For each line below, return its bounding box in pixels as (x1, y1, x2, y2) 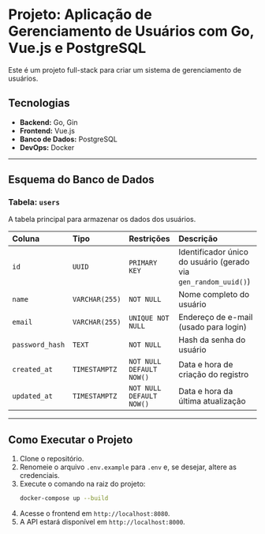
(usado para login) (178, 322, 247, 333)
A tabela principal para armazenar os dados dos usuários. (8, 215, 196, 224)
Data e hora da (178, 385, 233, 397)
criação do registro (178, 369, 249, 380)
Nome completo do (178, 289, 250, 300)
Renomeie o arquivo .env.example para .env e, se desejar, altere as (19, 462, 237, 472)
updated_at (12, 392, 53, 400)
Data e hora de (178, 359, 233, 370)
